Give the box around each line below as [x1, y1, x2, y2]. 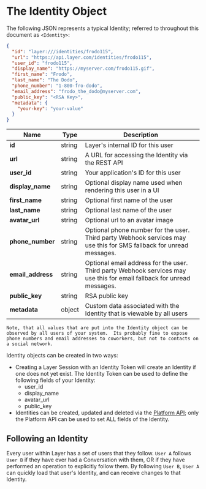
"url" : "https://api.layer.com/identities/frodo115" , [12, 54, 152, 61]
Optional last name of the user [85, 206, 172, 215]
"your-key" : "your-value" [17, 105, 84, 111]
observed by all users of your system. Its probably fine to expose [6, 330, 188, 337]
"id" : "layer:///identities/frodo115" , [12, 48, 114, 54]
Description [123, 130, 158, 139]
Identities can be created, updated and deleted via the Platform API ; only [15, 409, 199, 417]
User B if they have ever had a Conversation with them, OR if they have [6, 456, 185, 463]
